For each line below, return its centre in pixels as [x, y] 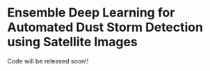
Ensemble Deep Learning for [91, 13]
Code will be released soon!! [48, 61]
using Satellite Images [72, 42]
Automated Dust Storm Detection [105, 27]
